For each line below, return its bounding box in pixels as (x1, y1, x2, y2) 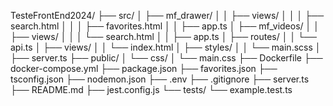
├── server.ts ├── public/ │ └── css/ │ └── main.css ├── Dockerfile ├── (10, 52, 323, 64)
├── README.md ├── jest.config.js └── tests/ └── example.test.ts (10, 84, 293, 95)
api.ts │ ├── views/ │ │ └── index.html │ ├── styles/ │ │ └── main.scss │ (10, 41, 322, 53)
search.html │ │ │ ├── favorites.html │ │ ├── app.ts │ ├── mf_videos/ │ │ (10, 20, 320, 32)
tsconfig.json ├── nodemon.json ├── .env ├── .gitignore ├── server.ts (10, 73, 310, 85)
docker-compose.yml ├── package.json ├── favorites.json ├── (10, 63, 278, 74)
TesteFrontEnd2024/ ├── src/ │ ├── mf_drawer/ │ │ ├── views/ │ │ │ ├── (10, 10, 325, 21)
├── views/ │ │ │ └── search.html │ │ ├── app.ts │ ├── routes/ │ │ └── (10, 31, 317, 42)
